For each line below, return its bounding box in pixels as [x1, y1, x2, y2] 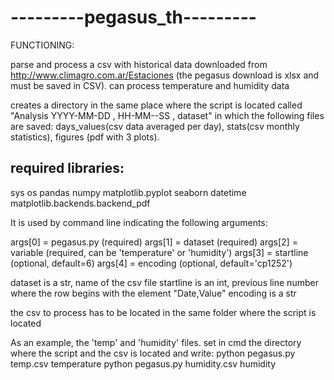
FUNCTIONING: [10, 39, 75, 51]
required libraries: [10, 160, 125, 177]
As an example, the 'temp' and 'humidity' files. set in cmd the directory [10, 336, 302, 348]
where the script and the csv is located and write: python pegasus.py [10, 347, 296, 359]
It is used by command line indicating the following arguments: [10, 216, 268, 228]
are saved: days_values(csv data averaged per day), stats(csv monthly [10, 120, 300, 132]
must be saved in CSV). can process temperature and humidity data [10, 79, 290, 91]
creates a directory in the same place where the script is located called [10, 99, 303, 111]
